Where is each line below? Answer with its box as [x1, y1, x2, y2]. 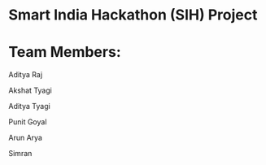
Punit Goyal [8, 117, 47, 127]
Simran [8, 149, 33, 158]
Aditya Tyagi [8, 102, 50, 111]
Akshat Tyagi [8, 85, 53, 95]
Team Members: [8, 43, 121, 62]
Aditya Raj [8, 70, 43, 80]
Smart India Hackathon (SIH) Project [8, 6, 258, 24]
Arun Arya [8, 132, 43, 143]
